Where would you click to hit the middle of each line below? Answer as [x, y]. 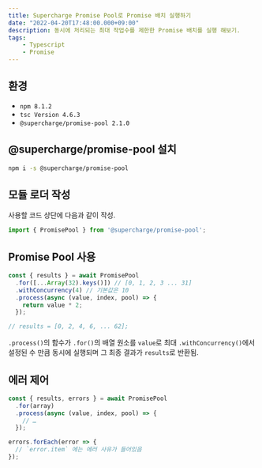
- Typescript [44, 45]
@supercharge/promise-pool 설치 [92, 150]
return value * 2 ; [52, 305]
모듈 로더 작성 [39, 194]
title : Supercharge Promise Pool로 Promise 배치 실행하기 [100, 15]
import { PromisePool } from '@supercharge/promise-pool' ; [107, 230]
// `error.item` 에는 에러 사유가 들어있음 [79, 450]
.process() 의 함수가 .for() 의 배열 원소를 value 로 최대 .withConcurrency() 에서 [131, 343]
